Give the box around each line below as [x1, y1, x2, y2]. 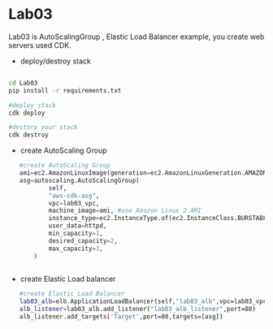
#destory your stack [8, 123, 79, 132]
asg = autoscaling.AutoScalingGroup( [19, 176, 140, 184]
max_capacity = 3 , [48, 245, 104, 253]
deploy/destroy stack [19, 56, 91, 66]
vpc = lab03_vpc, [48, 199, 100, 207]
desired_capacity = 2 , [48, 236, 118, 245]
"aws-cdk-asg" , [48, 192, 100, 200]
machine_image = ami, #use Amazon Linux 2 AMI [48, 206, 201, 215]
